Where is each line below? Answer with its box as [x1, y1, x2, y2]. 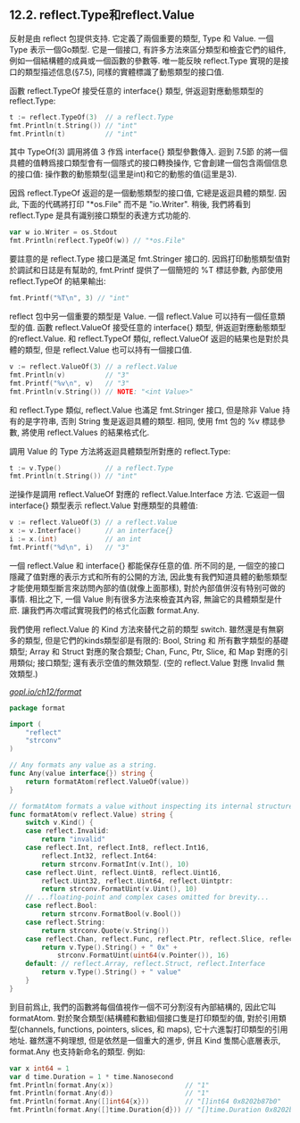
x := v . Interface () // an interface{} [9, 527, 174, 536]
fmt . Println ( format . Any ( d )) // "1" [9, 1089, 210, 1098]
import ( [9, 720, 42, 728]
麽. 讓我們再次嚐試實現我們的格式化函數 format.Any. [9, 604, 200, 615]
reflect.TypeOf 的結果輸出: [9, 276, 106, 287]
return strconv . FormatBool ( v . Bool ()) [41, 910, 181, 919]
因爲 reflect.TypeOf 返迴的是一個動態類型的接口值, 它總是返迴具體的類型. [9, 187, 277, 198]
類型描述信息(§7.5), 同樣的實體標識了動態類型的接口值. [24, 66, 225, 77]
